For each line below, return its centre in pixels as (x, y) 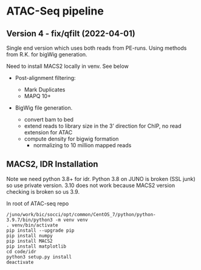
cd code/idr (21, 252)
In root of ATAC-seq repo (38, 203)
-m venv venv (71, 220)
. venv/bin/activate (32, 225)
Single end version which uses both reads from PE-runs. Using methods (97, 48)
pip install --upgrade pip (40, 230)
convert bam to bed (49, 120)
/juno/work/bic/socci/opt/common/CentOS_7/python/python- (81, 214)
